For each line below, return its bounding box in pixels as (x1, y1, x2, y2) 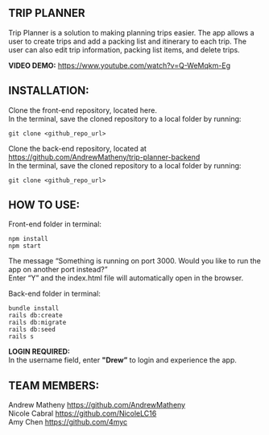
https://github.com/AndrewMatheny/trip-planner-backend (8, 152, 201, 162)
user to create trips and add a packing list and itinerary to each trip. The (8, 36, 247, 46)
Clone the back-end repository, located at (8, 143, 147, 153)
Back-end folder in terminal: (8, 289, 101, 299)
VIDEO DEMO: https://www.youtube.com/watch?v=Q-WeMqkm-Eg (8, 60, 231, 70)
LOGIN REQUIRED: (8, 346, 70, 357)
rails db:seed (8, 325, 56, 333)
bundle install (8, 304, 60, 313)
